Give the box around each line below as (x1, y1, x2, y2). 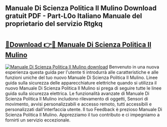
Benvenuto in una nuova (109, 64, 159, 69)
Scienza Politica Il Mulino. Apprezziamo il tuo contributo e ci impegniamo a (5, 112, 160, 117)
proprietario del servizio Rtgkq (5, 19, 103, 28)
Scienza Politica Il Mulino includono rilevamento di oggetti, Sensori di (5, 96, 148, 101)
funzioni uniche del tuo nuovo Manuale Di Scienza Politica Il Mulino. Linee (5, 74, 158, 80)
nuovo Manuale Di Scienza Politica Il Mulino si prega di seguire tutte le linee (5, 85, 162, 91)
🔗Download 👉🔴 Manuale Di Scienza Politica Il (5, 40, 152, 49)
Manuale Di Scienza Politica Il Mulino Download (5, 4, 157, 12)
